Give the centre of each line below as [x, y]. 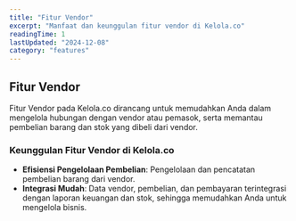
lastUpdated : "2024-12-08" [59, 42]
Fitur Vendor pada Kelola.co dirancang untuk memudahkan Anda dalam [140, 108]
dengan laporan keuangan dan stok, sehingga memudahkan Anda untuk [154, 198]
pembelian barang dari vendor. [78, 179]
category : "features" [49, 51]
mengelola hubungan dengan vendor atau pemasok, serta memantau [136, 118]
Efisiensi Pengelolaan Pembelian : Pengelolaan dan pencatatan [139, 169]
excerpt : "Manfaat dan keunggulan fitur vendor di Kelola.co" [127, 26]
